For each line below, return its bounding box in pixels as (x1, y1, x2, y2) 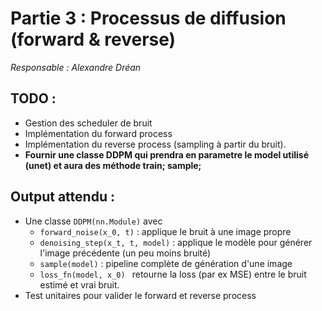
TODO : (10, 90, 57, 107)
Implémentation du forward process (24, 127, 173, 139)
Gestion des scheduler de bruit (24, 117, 153, 129)
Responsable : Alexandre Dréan (10, 61, 142, 73)
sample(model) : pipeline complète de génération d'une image (39, 257, 293, 269)
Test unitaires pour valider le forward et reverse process (24, 289, 257, 301)
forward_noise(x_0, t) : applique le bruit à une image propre (39, 225, 292, 237)
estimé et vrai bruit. (39, 278, 120, 291)
